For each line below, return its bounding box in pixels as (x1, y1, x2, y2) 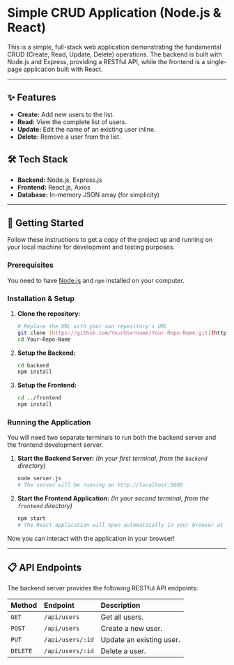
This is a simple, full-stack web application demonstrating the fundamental (7, 43, 221, 51)
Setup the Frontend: (17, 381, 77, 390)
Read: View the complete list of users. (17, 117, 127, 126)
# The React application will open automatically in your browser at (17, 521, 224, 529)
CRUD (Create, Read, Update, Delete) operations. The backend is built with (7, 50, 222, 59)
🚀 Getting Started (7, 217, 84, 229)
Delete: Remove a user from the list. (17, 132, 121, 141)
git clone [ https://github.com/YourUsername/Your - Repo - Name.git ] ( (17, 329, 214, 336)
